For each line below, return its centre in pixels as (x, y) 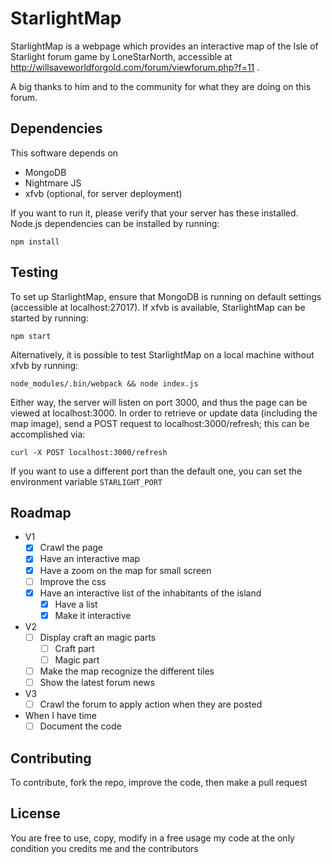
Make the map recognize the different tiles (127, 671)
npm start (31, 336)
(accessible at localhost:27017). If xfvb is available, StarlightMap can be (158, 307)
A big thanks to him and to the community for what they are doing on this (161, 86)
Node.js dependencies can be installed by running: (115, 223)
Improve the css (73, 581)
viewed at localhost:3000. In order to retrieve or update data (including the (164, 413)
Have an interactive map (90, 559)
